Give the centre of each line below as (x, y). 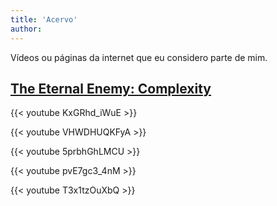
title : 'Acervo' (44, 19)
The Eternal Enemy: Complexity (111, 88)
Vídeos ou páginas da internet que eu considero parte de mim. (139, 57)
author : (26, 29)
